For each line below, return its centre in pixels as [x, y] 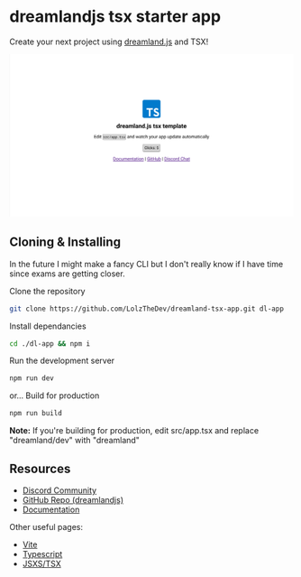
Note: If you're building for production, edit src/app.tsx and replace [134, 431]
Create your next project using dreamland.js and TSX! [109, 42]
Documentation [51, 509]
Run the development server [62, 361]
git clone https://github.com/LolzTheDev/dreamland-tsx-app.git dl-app [146, 309]
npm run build [36, 414]
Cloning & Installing [65, 242]
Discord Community [59, 490]
